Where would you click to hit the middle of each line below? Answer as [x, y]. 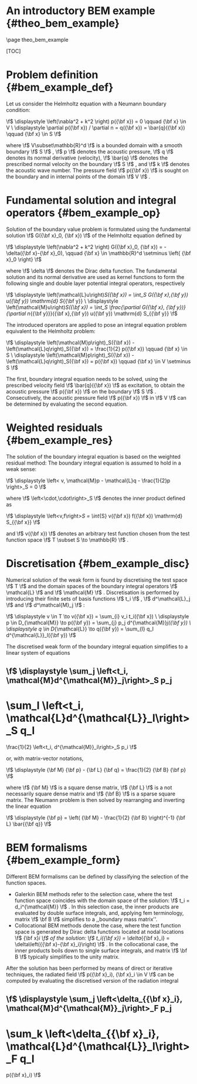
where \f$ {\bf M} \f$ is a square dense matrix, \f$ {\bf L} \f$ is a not [89, 788]
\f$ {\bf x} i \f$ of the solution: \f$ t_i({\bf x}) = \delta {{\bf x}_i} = [92, 938]
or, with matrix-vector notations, [45, 758]
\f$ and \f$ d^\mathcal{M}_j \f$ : [45, 605]
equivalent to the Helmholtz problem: [51, 331]
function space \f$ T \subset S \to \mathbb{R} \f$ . [67, 539]
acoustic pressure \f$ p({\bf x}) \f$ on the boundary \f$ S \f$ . [81, 391]
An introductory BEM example [81, 11]
